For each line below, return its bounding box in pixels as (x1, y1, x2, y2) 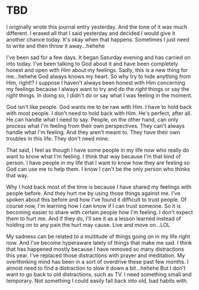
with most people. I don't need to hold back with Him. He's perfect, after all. (6, 110, 192, 117)
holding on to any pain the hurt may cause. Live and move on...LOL (6, 221, 170, 228)
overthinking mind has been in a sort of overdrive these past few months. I (6, 258, 189, 265)
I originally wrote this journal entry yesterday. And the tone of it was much (6, 23, 188, 30)
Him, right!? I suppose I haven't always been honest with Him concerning (6, 79, 186, 86)
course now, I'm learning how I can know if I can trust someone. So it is (6, 202, 181, 209)
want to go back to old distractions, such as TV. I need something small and (6, 270, 192, 277)
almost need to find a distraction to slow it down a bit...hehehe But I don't (6, 264, 186, 272)
